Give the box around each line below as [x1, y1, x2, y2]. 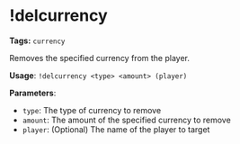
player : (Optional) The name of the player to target [22, 123, 210, 135]
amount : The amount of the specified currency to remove [22, 114, 231, 125]
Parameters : [9, 87, 57, 98]
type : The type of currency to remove [22, 104, 162, 115]
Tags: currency [9, 35, 66, 46]
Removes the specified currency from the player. [9, 52, 191, 63]
